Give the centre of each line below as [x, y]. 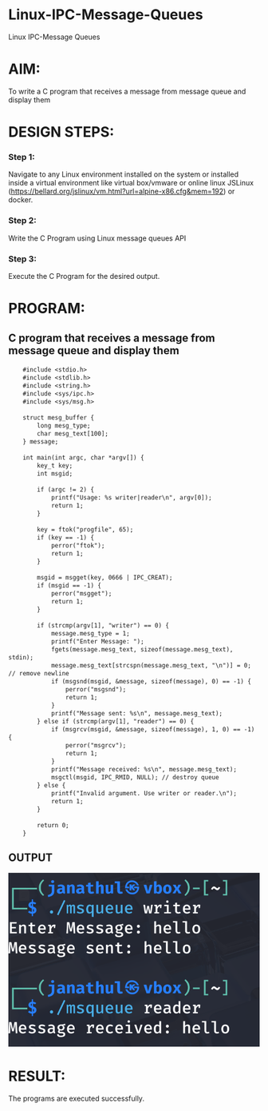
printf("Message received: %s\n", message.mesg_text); [144, 769]
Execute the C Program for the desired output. [84, 276]
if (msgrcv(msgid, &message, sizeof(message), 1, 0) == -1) [153, 729]
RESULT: [37, 1076]
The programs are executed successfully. [77, 1099]
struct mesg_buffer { [58, 417]
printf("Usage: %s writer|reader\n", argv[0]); [132, 497]
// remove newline [39, 673]
